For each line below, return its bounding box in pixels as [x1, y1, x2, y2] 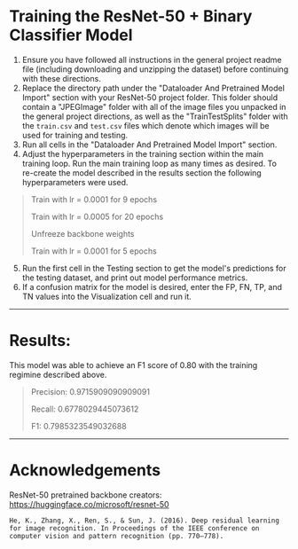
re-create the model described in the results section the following [21, 167, 262, 178]
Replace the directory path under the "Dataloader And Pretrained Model [21, 82, 286, 93]
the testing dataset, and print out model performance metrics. [21, 272, 248, 283]
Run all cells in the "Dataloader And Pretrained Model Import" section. [21, 139, 278, 150]
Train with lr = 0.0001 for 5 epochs [30, 246, 157, 256]
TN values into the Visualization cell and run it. [21, 291, 192, 302]
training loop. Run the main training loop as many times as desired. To [21, 158, 278, 169]
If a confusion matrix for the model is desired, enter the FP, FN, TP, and [21, 281, 282, 292]
